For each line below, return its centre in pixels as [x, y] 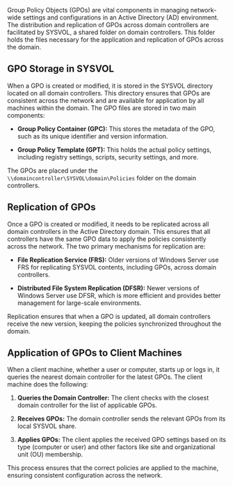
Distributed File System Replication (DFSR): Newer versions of [108, 288]
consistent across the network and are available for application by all [106, 100]
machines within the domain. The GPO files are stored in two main [102, 108]
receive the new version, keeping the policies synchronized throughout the [114, 324]
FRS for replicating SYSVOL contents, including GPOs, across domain [117, 267]
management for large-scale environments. [79, 303]
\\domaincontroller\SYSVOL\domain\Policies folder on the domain [102, 178]
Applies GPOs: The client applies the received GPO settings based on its [121, 440]
